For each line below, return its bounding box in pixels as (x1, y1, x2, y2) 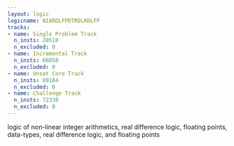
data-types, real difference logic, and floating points (7, 130, 160, 139)
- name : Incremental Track (7, 51, 87, 58)
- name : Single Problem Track (7, 30, 97, 38)
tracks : (7, 24, 31, 31)
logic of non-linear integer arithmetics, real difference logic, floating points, (7, 122, 228, 131)
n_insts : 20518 (14, 37, 59, 44)
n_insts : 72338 (14, 97, 59, 104)
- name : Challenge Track (7, 90, 81, 97)
